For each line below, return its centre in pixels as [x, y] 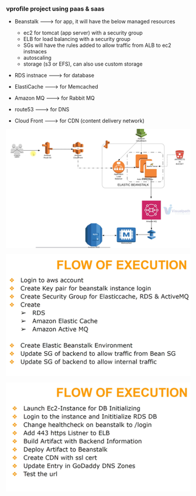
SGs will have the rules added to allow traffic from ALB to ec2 [97, 45]
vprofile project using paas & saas [55, 9]
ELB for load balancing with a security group [77, 39]
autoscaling [37, 58]
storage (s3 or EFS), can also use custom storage [83, 64]
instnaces [35, 52]
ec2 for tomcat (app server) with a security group [83, 33]
